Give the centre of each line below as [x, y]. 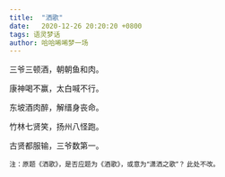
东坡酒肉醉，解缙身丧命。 [56, 108]
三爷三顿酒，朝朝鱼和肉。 [56, 69]
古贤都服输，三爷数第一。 [56, 146]
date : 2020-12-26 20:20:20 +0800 [76, 26]
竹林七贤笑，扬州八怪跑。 [56, 127]
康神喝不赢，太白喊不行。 [56, 88]
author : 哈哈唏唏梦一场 [49, 43]
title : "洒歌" [36, 18]
